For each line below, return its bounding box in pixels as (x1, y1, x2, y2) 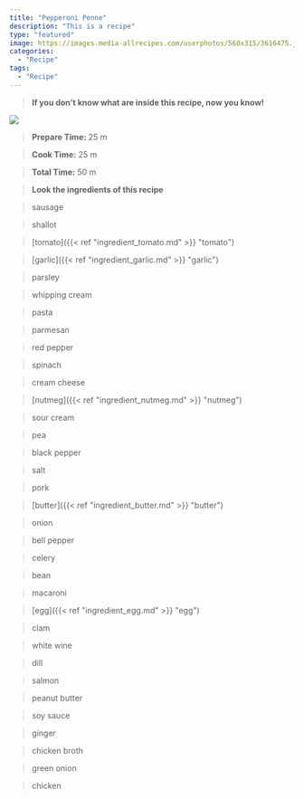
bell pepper (31, 535, 75, 546)
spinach (31, 359, 62, 370)
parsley (31, 271, 61, 282)
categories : (9, 47, 54, 56)
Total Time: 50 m (31, 166, 97, 177)
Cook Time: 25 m (31, 148, 98, 159)
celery (31, 552, 56, 563)
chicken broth (31, 745, 84, 756)
